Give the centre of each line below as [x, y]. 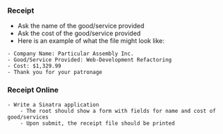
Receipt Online [33, 90]
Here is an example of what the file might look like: [91, 41]
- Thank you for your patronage [55, 73]
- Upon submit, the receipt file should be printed [97, 123]
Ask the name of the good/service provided [81, 26]
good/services [28, 117]
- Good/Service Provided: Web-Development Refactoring [90, 60]
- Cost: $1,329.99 [34, 66]
